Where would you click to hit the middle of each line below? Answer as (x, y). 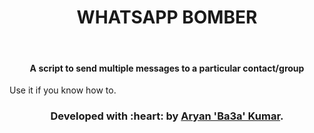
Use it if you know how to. (63, 90)
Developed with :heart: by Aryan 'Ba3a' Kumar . (167, 116)
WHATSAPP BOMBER (167, 17)
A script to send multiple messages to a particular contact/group (167, 68)
